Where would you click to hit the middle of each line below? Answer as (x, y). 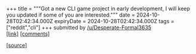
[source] (17, 45)
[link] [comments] (28, 34)
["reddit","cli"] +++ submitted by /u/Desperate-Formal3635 (79, 27)
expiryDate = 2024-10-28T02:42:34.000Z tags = (114, 21)
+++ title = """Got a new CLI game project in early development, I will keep (98, 9)
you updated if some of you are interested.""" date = (71, 15)
